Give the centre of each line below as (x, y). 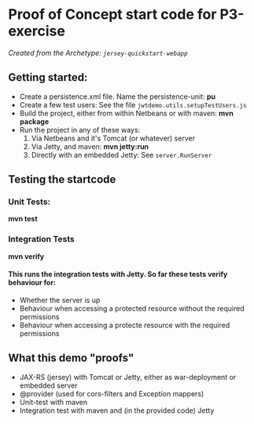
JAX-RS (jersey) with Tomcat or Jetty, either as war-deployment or (128, 377)
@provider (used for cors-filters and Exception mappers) (112, 393)
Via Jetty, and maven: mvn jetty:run (90, 146)
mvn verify (26, 256)
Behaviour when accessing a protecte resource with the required (125, 325)
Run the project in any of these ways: (80, 129)
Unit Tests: (29, 202)
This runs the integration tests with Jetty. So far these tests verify (118, 274)
